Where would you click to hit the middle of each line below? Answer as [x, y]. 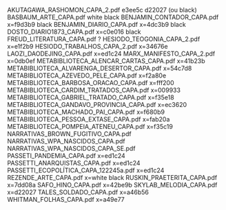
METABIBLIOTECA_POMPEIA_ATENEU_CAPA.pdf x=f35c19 [90, 127]
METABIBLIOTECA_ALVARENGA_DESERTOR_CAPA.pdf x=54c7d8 [100, 68]
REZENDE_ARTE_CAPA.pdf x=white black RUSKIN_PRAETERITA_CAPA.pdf [112, 177]
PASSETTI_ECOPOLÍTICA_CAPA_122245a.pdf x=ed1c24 [86, 170]
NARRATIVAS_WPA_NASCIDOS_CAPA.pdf [66, 141]
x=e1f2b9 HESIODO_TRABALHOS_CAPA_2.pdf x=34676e [88, 46]
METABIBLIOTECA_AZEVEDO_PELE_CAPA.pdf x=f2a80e [87, 75]
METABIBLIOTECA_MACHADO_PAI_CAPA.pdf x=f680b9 [86, 112]
